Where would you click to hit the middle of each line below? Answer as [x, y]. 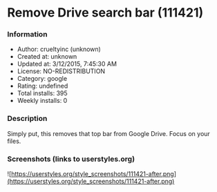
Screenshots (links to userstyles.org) [71, 159]
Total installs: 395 [42, 93]
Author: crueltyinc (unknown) [59, 49]
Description [27, 119]
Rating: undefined [43, 86]
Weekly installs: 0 [42, 101]
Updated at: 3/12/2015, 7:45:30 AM [67, 64]
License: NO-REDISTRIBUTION [61, 71]
